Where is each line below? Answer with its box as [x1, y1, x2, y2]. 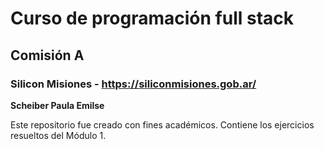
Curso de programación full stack [10, 7, 295, 30]
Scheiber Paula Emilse [10, 99, 105, 111]
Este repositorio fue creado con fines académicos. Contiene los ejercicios [10, 118, 315, 131]
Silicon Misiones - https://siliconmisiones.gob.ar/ [10, 77, 257, 91]
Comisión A [10, 47, 85, 64]
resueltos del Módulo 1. [10, 129, 107, 141]
